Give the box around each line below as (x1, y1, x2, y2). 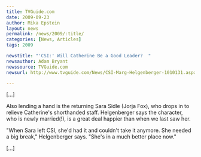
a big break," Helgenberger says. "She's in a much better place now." (6, 133, 176, 140)
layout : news (6, 25, 39, 32)
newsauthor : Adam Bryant (6, 58, 68, 64)
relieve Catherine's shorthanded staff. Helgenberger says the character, (6, 109, 184, 116)
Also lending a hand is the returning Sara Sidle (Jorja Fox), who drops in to (6, 103, 190, 110)
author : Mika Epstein (6, 20, 60, 26)
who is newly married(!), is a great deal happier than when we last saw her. (6, 115, 191, 122)
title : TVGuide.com (6, 8, 55, 15)
